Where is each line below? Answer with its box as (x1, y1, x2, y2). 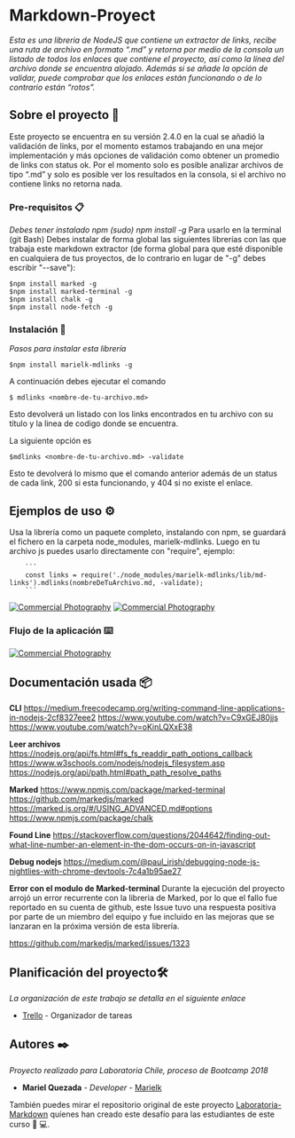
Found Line (9, 830, 51, 841)
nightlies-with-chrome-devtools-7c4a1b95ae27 (9, 866, 182, 877)
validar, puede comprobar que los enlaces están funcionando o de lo (9, 72, 263, 83)
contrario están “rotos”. (9, 82, 96, 92)
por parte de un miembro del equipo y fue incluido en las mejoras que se (9, 912, 275, 922)
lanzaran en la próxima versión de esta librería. (9, 921, 180, 932)
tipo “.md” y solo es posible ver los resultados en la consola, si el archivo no (9, 169, 286, 179)
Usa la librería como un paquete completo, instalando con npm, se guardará (9, 527, 286, 538)
